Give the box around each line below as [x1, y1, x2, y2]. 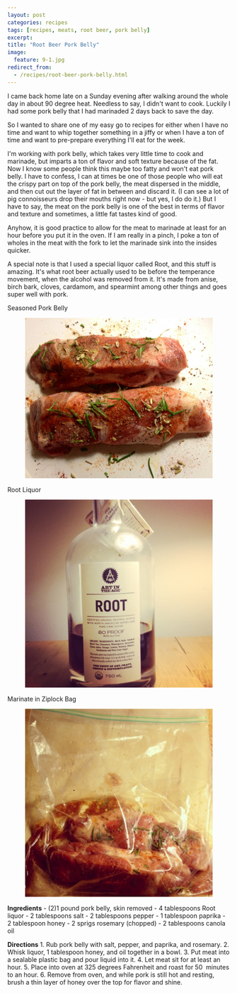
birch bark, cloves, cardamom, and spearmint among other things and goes [7, 282, 228, 291]
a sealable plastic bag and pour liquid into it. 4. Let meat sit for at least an [7, 955, 221, 964]
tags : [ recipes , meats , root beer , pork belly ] [7, 26, 151, 33]
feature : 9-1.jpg [13, 57, 65, 64]
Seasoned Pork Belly [7, 304, 69, 312]
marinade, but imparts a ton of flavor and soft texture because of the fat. [7, 157, 219, 165]
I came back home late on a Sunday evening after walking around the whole [7, 91, 229, 100]
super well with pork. [7, 289, 69, 298]
